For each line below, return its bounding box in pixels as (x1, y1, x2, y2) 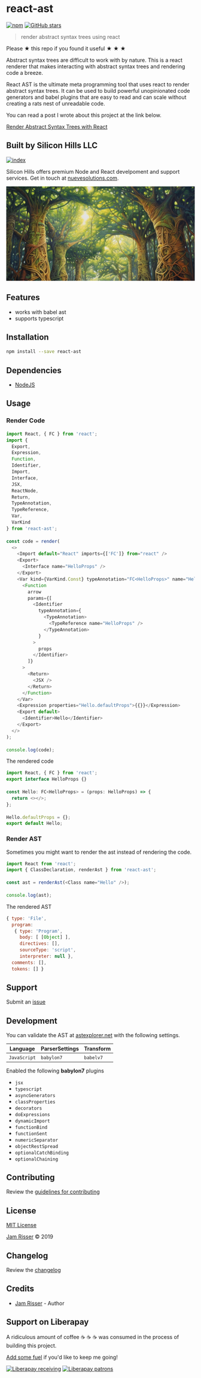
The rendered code (6, 757, 54, 765)
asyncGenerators (14, 1092, 56, 1098)
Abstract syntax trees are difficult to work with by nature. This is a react (6, 56, 183, 64)
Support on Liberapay (6, 1317, 89, 1327)
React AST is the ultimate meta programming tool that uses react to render (6, 80, 190, 88)
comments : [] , (11, 959, 47, 966)
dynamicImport (14, 1118, 50, 1124)
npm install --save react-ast (6, 349, 82, 355)
